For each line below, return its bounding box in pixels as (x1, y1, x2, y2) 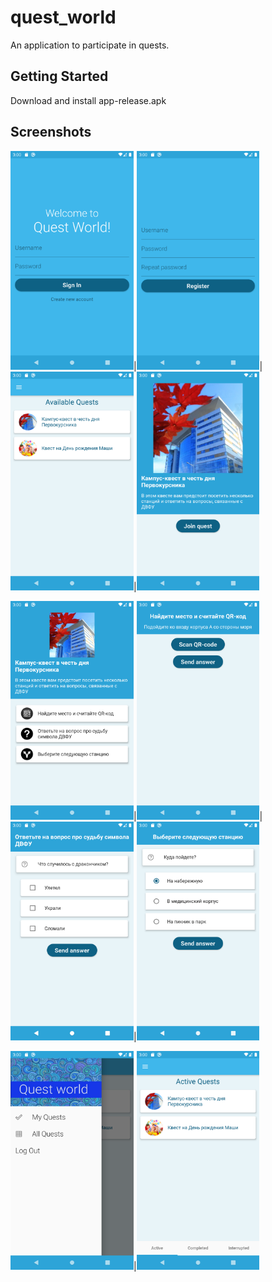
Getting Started (10, 68, 109, 85)
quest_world (10, 6, 117, 29)
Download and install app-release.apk (10, 94, 167, 106)
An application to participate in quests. (10, 39, 170, 51)
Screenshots (10, 124, 92, 141)
